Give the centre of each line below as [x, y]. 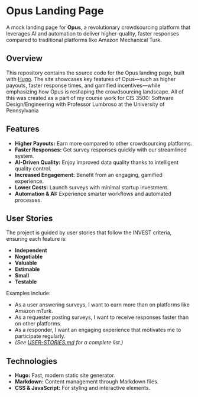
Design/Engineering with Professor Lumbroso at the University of [85, 104]
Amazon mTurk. [34, 311]
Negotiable [29, 257]
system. [24, 156]
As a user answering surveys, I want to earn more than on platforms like [102, 305]
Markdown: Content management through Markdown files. [87, 382]
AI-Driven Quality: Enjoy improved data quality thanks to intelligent [97, 162]
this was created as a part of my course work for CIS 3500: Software [90, 98]
